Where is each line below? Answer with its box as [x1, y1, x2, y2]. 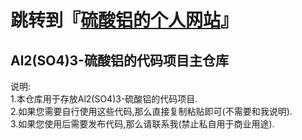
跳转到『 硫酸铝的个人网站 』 [10, 9, 239, 32]
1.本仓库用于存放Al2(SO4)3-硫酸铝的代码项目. [10, 93, 198, 105]
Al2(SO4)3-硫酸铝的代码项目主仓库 [10, 52, 229, 69]
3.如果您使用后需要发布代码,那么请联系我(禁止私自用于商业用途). [10, 118, 275, 130]
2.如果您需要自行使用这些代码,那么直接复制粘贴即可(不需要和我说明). [10, 106, 293, 117]
